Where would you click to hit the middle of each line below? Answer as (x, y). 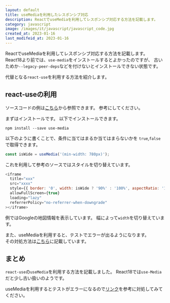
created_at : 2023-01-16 (30, 34)
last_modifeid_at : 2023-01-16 (37, 39)
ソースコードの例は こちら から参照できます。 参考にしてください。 (74, 108)
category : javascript (28, 24)
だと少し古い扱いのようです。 (36, 278)
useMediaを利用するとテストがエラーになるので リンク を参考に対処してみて (84, 289)
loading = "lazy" (26, 198)
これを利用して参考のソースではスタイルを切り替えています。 (69, 164)
